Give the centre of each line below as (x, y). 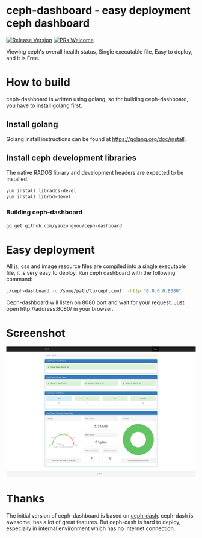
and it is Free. (23, 58)
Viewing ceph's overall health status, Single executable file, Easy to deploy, (99, 51)
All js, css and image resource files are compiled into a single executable (96, 266)
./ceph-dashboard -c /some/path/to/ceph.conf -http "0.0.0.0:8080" (94, 291)
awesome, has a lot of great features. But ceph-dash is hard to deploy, (93, 522)
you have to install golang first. (44, 105)
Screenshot (36, 333)
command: (20, 279)
